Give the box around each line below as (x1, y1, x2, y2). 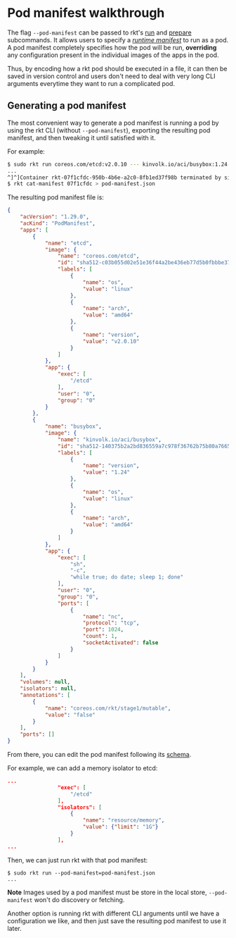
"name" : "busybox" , (44, 423, 102, 431)
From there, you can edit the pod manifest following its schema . (7, 751, 192, 758)
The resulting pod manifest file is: (7, 193, 104, 202)
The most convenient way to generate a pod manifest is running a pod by (7, 118, 219, 127)
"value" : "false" (44, 711, 96, 718)
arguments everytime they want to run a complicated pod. (7, 79, 176, 87)
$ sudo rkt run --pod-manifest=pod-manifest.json (7, 869, 156, 877)
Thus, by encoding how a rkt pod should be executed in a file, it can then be (7, 64, 228, 73)
